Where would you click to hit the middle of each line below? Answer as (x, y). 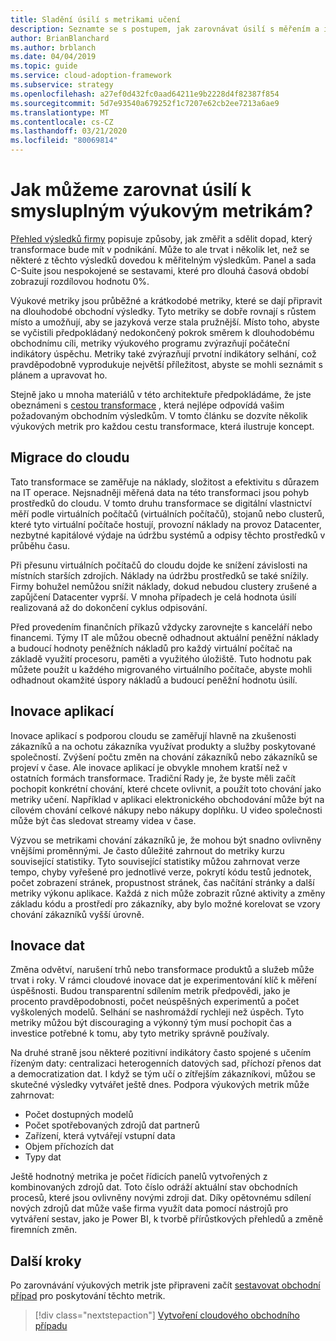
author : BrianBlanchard (60, 38)
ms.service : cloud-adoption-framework (91, 76)
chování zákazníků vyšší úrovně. (77, 914)
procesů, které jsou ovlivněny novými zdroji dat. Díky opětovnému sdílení (161, 1198)
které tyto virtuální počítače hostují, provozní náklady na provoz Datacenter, (166, 524)
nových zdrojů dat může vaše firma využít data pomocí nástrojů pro (149, 1208)
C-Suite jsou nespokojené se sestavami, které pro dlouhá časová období (159, 270)
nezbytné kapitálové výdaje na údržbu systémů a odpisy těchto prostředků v (168, 535)
